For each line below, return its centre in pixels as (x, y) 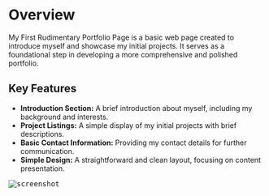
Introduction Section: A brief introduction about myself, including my (136, 108)
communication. (47, 151)
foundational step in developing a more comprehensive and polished (123, 54)
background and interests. (64, 117)
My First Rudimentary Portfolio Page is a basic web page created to (121, 37)
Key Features (43, 89)
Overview (42, 15)
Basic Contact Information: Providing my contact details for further (133, 143)
